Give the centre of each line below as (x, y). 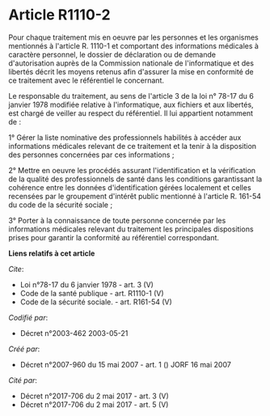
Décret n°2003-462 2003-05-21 (74, 333)
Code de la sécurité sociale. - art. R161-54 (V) (96, 302)
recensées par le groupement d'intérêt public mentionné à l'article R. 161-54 (135, 196)
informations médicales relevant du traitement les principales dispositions (131, 229)
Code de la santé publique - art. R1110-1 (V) (92, 293)
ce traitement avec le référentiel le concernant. (86, 80)
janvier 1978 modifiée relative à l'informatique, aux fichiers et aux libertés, (131, 104)
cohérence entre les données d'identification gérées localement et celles (130, 187)
